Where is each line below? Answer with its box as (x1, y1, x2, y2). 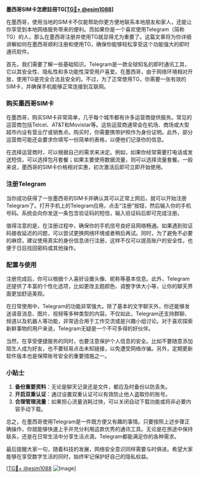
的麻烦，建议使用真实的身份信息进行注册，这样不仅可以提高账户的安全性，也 (6, 237, 193, 244)
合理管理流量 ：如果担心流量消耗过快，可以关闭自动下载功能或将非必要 (14, 398, 187, 406)
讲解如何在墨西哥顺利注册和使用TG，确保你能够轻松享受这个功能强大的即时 (6, 41, 190, 48)
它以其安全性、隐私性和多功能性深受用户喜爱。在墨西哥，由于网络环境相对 (6, 68, 188, 75)
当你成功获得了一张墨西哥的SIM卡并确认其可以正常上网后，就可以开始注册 (6, 194, 187, 201)
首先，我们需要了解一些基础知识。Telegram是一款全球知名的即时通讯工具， (6, 61, 190, 68)
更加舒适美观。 (11, 290, 48, 297)
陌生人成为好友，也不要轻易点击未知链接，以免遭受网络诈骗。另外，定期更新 (6, 344, 193, 352)
